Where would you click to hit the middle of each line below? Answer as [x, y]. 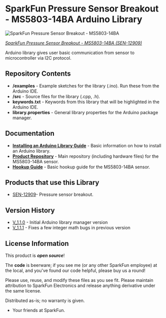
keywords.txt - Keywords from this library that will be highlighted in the [86, 102]
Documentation [30, 133]
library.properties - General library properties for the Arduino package [85, 112]
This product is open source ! [35, 255]
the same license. [23, 291]
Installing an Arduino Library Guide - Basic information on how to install [87, 145]
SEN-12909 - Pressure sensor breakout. [53, 195]
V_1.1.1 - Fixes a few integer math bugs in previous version [71, 228]
